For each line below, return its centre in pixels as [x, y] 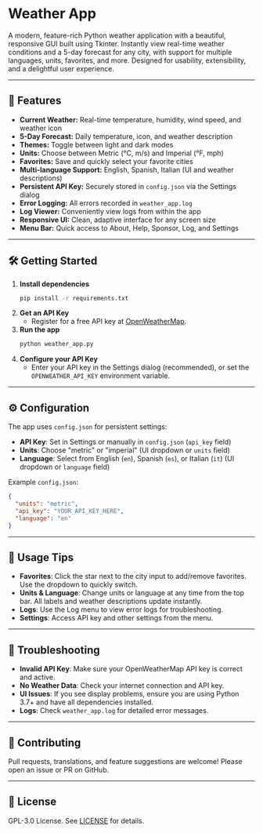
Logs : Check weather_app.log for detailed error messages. [114, 711]
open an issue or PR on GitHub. [59, 769]
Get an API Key [44, 313]
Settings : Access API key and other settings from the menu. [116, 618]
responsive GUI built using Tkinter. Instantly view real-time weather [117, 43]
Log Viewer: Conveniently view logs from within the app [110, 211]
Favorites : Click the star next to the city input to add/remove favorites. [133, 577]
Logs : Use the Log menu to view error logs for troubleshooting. [121, 609]
